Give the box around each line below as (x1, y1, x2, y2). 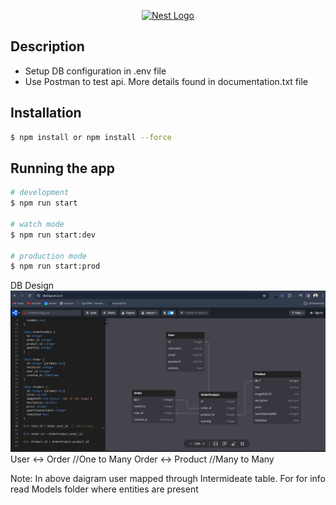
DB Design (10, 280, 55, 292)
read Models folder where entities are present (10, 483, 199, 495)
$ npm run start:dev (10, 230, 97, 240)
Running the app (10, 160, 115, 177)
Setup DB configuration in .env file (24, 65, 167, 77)
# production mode (10, 251, 87, 261)
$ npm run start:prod (10, 261, 101, 272)
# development (10, 188, 70, 198)
